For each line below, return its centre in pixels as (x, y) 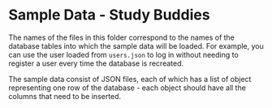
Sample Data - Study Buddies (109, 15)
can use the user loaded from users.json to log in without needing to (124, 54)
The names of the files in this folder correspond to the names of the (122, 37)
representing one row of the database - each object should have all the (127, 88)
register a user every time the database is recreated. (96, 63)
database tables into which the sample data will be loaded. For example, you (136, 45)
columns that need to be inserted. (65, 96)
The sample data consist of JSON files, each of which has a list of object (130, 79)
